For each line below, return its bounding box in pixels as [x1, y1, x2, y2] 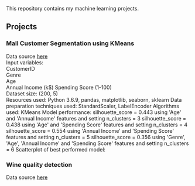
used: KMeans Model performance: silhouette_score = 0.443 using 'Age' [6, 108, 182, 116]
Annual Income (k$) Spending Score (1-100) [6, 84, 112, 91]
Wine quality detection [6, 160, 73, 168]
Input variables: [6, 58, 44, 66]
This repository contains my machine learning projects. [6, 5, 139, 12]
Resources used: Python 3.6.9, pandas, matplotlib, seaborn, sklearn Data [6, 96, 182, 103]
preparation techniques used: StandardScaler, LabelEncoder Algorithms [6, 102, 180, 109]
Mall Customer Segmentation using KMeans [6, 39, 135, 47]
